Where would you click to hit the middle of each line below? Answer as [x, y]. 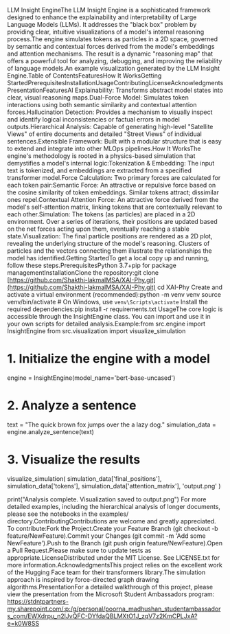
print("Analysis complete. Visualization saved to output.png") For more [107, 499]
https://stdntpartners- [38, 601]
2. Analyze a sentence [72, 406]
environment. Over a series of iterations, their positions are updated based [112, 222]
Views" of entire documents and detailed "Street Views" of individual [105, 134]
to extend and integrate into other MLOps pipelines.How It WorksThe [104, 148]
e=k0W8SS [23, 623]
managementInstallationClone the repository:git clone [83, 273]
